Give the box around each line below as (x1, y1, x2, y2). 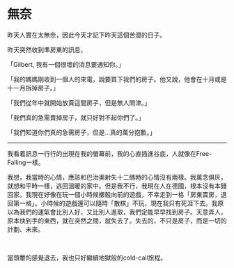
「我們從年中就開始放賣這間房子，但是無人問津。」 (7, 98, 151, 107)
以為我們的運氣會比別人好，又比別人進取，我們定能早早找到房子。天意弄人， (7, 207, 227, 216)
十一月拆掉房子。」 (7, 84, 59, 92)
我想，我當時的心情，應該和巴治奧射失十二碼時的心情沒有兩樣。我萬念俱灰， (7, 173, 227, 181)
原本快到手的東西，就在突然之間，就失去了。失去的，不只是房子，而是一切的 (7, 216, 227, 225)
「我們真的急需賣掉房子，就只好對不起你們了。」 (7, 113, 145, 122)
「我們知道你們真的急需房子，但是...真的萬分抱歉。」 (7, 128, 157, 136)
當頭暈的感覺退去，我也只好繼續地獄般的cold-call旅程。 (7, 253, 167, 262)
